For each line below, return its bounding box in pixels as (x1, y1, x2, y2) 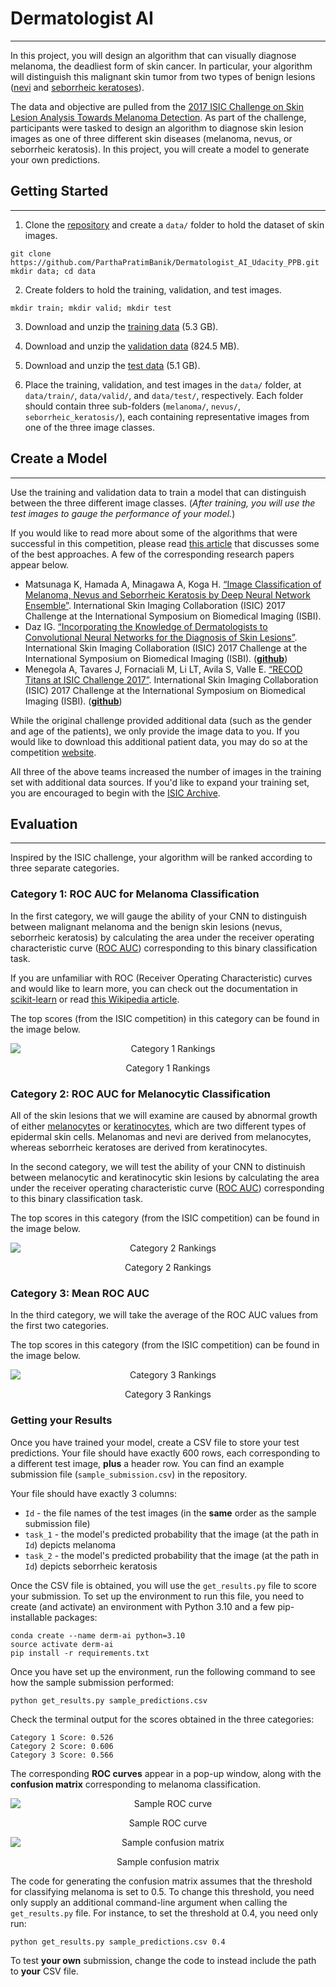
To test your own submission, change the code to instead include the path (10, 1954, 317, 1966)
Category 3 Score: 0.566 (10, 1750, 114, 1760)
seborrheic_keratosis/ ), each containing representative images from (24, 410, 310, 422)
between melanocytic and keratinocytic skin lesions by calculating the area (10, 1171, 320, 1183)
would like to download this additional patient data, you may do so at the (10, 735, 308, 747)
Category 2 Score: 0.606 (10, 1741, 114, 1751)
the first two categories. (10, 1320, 109, 1332)
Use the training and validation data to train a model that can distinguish (10, 486, 307, 498)
